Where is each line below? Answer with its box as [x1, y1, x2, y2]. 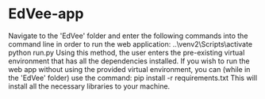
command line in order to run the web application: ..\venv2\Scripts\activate [8, 39, 252, 48]
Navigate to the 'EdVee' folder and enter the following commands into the [8, 31, 248, 40]
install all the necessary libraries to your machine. [8, 81, 171, 91]
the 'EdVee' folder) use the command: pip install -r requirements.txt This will [8, 73, 258, 82]
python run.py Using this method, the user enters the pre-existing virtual [8, 48, 245, 57]
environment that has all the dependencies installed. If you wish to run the [8, 56, 250, 66]
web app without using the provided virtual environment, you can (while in [8, 64, 251, 74]
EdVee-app [8, 5, 84, 23]
